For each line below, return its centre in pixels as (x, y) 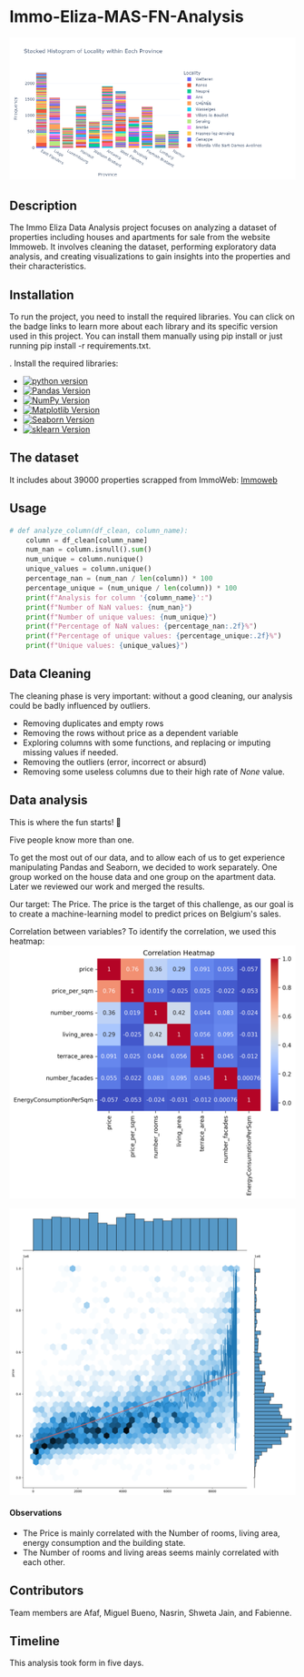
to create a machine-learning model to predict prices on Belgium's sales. (145, 914)
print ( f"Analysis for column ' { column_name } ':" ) (119, 598)
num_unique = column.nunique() (85, 560)
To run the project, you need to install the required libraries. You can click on (152, 317)
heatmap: (27, 941)
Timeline (35, 1641)
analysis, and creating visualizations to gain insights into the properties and (150, 257)
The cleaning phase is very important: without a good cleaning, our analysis (151, 696)
